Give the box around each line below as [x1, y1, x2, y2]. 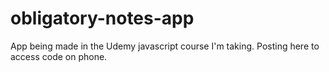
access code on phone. [10, 50, 108, 62]
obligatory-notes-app [10, 7, 195, 30]
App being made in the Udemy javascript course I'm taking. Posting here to [10, 40, 320, 52]
